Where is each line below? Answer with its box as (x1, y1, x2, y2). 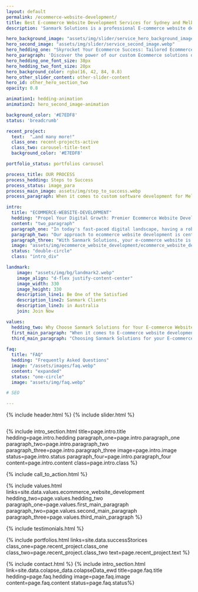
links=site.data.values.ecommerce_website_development (6, 489, 145, 496)
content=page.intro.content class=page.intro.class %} (6, 459, 138, 467)
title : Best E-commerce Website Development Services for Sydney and (6, 19, 181, 25)
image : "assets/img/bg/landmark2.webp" (16, 269, 115, 275)
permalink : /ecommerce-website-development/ (6, 14, 117, 20)
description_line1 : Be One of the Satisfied (16, 292, 128, 298)
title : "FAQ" (11, 352, 44, 358)
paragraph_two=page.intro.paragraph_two (6, 441, 109, 448)
